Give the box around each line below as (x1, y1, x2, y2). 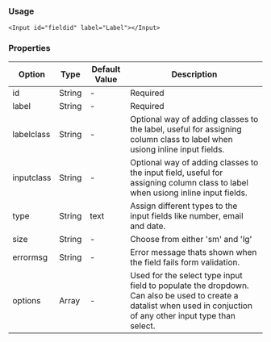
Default (91, 63, 121, 74)
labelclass (12, 128, 51, 140)
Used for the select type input (130, 269, 244, 281)
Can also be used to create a (130, 290, 239, 301)
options (12, 294, 41, 306)
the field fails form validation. (130, 256, 240, 268)
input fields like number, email (130, 210, 244, 221)
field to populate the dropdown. (130, 280, 249, 291)
